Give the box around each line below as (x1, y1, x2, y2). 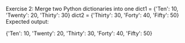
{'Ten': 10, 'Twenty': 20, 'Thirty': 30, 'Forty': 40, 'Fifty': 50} (5, 30, 153, 37)
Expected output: (5, 18, 49, 25)
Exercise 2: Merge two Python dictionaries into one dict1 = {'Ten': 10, (5, 5, 178, 12)
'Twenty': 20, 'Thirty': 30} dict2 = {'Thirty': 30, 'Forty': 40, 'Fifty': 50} (5, 12, 180, 19)
